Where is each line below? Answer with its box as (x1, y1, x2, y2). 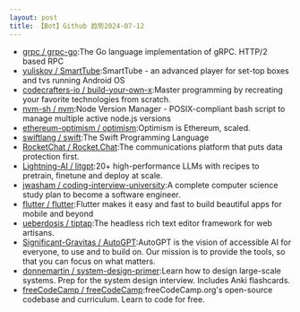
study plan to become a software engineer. (21, 189, 181, 200)
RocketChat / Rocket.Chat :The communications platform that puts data (21, 141, 284, 152)
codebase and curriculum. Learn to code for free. (21, 293, 205, 305)
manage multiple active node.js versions (21, 113, 172, 124)
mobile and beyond (21, 208, 94, 219)
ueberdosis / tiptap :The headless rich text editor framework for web (21, 217, 273, 229)
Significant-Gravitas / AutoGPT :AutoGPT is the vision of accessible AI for (21, 237, 292, 247)
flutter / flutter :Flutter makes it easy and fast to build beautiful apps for (21, 198, 282, 209)
